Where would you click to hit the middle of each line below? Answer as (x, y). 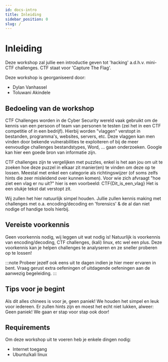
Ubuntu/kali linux (30, 354)
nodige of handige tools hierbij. (37, 209)
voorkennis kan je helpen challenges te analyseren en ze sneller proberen (81, 247)
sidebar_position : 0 (27, 19)
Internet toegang (30, 349)
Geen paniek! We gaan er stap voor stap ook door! (57, 312)
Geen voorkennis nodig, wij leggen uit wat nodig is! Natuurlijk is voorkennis (83, 237)
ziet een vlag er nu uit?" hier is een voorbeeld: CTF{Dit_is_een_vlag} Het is (82, 183)
